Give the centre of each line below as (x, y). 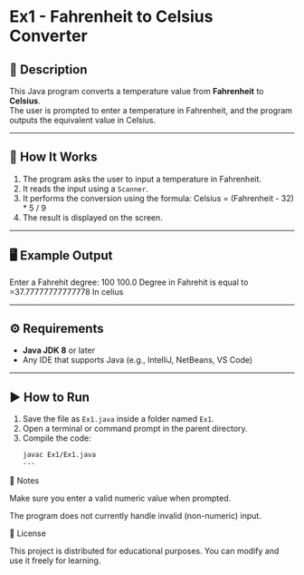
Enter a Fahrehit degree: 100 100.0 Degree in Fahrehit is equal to (129, 282)
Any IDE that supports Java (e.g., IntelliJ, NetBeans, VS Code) (138, 360)
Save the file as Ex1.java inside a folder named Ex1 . (118, 419)
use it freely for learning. (55, 560)
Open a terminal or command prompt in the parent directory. (135, 429)
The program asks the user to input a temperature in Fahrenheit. (142, 179)
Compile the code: (57, 438)
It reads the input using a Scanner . (85, 189)
